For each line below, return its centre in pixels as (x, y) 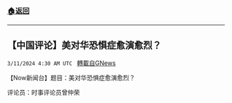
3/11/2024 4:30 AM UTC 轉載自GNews (61, 63)
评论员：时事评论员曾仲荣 (43, 93)
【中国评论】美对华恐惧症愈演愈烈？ (84, 45)
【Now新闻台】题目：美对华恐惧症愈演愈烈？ (71, 78)
